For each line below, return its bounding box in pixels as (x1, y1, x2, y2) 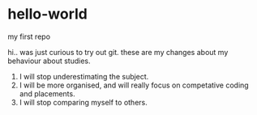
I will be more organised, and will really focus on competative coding (19, 80, 249, 90)
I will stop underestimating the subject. (19, 71, 149, 81)
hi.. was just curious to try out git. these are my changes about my (7, 47, 229, 57)
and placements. (19, 88, 75, 98)
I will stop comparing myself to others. (19, 97, 148, 107)
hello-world (7, 5, 88, 23)
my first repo (7, 32, 50, 41)
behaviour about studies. (7, 56, 91, 66)
